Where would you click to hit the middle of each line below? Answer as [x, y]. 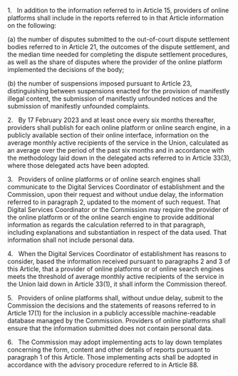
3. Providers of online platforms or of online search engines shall [104, 179]
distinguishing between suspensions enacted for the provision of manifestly [119, 91]
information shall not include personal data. [71, 240]
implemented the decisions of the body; [66, 70]
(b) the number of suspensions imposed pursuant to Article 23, [100, 83]
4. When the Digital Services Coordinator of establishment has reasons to [117, 254]
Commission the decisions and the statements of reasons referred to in [112, 305]
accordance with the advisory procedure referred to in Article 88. [103, 365]
